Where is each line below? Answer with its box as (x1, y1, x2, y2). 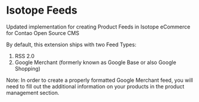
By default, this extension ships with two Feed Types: (6, 41, 137, 48)
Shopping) (14, 65, 40, 72)
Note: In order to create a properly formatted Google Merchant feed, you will (6, 76, 193, 84)
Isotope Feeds (6, 4, 78, 17)
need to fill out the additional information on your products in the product (6, 82, 185, 90)
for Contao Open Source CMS (6, 29, 80, 36)
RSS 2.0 (14, 52, 34, 59)
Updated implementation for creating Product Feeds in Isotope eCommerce (6, 23, 191, 30)
